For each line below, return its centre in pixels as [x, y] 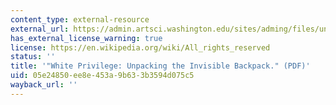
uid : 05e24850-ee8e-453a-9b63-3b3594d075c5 [102, 76]
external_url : [40, 29]
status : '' [33, 57]
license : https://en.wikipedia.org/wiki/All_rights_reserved [140, 47]
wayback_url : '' [44, 85]
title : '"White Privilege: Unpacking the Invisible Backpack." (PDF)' [160, 66]
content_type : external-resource [80, 19]
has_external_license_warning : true [86, 38]
